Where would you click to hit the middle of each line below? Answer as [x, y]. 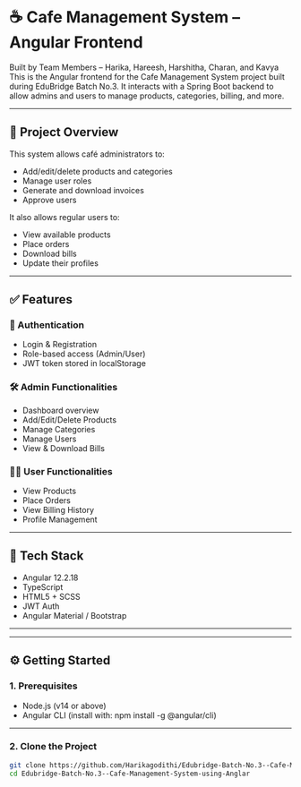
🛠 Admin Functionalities [64, 388]
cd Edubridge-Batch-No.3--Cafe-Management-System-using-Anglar [130, 774]
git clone [28, 765]
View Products [49, 491]
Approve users [49, 200]
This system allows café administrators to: [87, 154]
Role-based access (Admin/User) [84, 354]
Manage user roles [57, 181]
